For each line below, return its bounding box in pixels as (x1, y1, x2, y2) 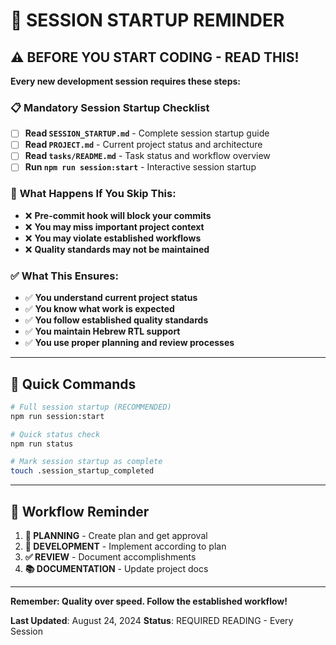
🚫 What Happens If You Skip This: (10, 187, 177, 201)
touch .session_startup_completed (10, 466, 155, 476)
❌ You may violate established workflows (24, 232, 202, 244)
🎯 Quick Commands (10, 375, 137, 393)
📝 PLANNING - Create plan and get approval (24, 530, 208, 542)
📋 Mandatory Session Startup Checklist (10, 100, 210, 114)
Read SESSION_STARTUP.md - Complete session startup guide (24, 127, 270, 139)
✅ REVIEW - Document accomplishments (24, 551, 197, 563)
